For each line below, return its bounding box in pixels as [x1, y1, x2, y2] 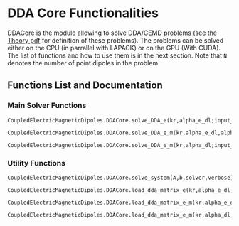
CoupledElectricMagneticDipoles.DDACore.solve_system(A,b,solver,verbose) [7, 174, 234, 181]
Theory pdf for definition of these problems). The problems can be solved [7, 36, 224, 44]
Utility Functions [7, 158, 66, 168]
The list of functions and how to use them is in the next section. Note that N [7, 51, 228, 60]
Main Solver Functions [7, 101, 87, 111]
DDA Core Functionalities [7, 5, 159, 21]
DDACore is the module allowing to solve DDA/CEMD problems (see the [7, 28, 218, 37]
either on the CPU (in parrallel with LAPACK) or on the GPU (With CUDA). [7, 43, 221, 52]
